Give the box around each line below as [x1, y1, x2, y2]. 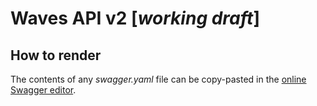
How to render [10, 47, 102, 64]
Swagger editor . [10, 84, 77, 96]
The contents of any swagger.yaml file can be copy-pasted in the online [10, 73, 307, 85]
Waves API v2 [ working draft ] [10, 7, 260, 30]
